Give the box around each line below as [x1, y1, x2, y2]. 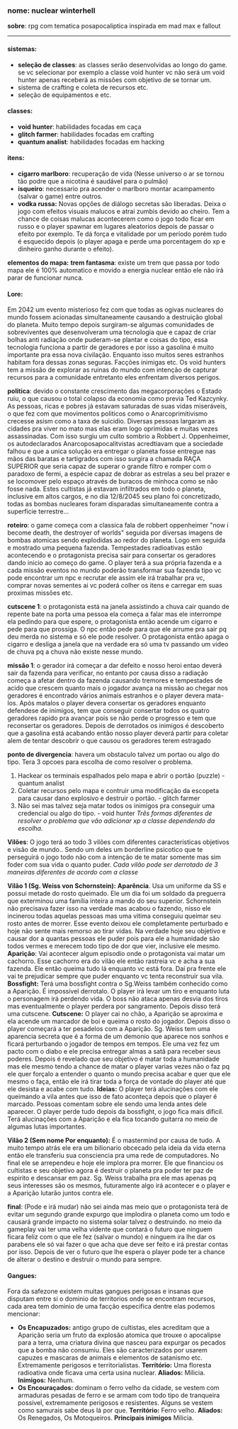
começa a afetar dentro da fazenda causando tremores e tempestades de [7, 676, 223, 685]
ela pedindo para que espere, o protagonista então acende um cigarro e [7, 617, 218, 626]
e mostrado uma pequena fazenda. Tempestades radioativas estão [7, 544, 203, 552]
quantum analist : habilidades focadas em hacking [17, 137, 165, 146]
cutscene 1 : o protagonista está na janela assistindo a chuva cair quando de [7, 603, 229, 611]
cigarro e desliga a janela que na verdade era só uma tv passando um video [7, 640, 229, 649]
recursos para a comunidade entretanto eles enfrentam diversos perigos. [7, 373, 221, 382]
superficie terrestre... [7, 507, 69, 516]
